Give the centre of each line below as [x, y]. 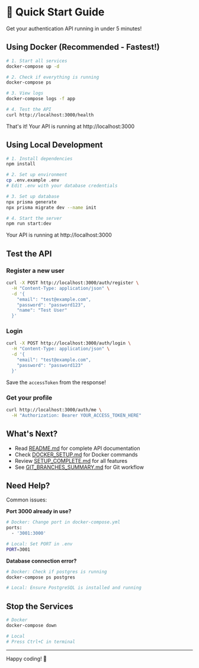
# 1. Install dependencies [39, 159]
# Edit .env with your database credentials [62, 186]
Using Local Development [54, 145]
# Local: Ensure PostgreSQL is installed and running [74, 588]
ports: [14, 528]
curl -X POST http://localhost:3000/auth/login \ [69, 343]
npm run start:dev [29, 224]
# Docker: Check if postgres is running [57, 571]
